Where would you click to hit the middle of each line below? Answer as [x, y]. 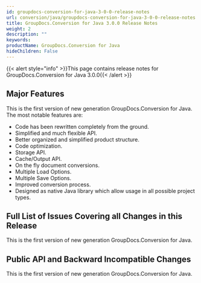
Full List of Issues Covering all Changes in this [94, 216]
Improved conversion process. [53, 184]
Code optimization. [38, 146]
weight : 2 [19, 29]
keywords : [19, 40]
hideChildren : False [32, 51]
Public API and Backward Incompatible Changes [99, 259]
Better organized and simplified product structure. [77, 139]
